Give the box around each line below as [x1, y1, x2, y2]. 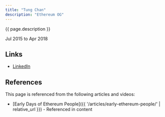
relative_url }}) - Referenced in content [12, 106, 93, 112]
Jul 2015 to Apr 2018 [5, 36, 48, 42]
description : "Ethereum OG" [5, 12, 64, 17]
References [5, 78, 42, 86]
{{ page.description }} [5, 26, 51, 32]
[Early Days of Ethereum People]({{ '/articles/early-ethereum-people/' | [12, 101, 160, 107]
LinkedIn [12, 63, 31, 69]
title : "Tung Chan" [5, 7, 46, 13]
